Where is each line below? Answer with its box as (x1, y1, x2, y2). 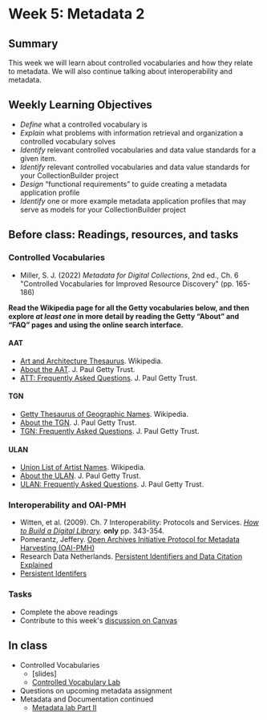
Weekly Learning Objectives (8, 98, 152, 112)
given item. (19, 153, 58, 163)
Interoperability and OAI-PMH (8, 500, 127, 511)
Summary (8, 37, 59, 51)
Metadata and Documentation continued (19, 694, 154, 704)
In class (8, 639, 48, 653)
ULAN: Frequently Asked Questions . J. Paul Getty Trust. (19, 479, 204, 489)
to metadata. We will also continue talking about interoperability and (8, 67, 233, 76)
